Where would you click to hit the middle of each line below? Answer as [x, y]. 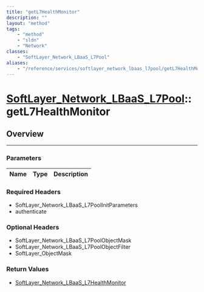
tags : [13, 29]
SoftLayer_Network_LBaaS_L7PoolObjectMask [73, 240]
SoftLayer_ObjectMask [43, 254]
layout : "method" [28, 23]
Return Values [28, 269]
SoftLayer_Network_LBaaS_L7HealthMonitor [70, 282]
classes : [17, 52]
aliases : [17, 63]
